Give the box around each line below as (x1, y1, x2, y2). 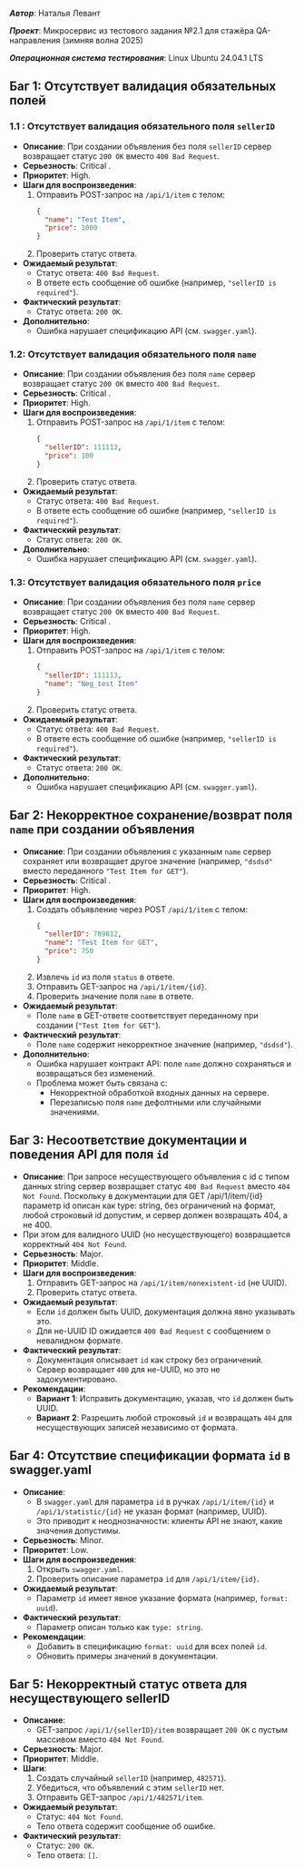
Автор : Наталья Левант (9, 8, 102, 18)
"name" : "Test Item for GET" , (44, 939, 159, 948)
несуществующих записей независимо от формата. (35, 1421, 239, 1432)
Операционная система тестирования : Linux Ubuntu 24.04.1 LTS (9, 53, 264, 63)
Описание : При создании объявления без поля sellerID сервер (22, 141, 272, 152)
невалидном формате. (35, 1334, 123, 1346)
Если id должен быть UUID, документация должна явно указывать (35, 1306, 296, 1317)
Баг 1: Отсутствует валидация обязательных (9, 79, 277, 94)
